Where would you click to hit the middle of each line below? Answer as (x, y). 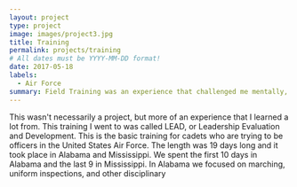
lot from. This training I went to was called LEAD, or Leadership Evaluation (144, 126)
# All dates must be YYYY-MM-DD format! (85, 58)
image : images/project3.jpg (61, 34)
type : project (36, 26)
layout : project (39, 17)
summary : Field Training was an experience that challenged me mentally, (149, 91)
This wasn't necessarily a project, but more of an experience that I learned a (149, 117)
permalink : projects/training (65, 51)
